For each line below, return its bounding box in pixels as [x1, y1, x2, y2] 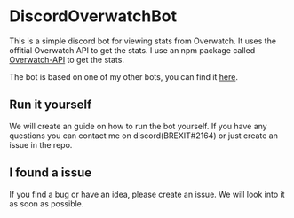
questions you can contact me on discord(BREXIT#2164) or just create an [9, 130, 278, 141]
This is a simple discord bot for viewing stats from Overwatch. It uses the [9, 35, 277, 46]
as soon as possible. [9, 198, 84, 209]
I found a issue [9, 166, 91, 181]
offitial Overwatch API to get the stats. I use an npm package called [9, 44, 256, 55]
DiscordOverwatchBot [9, 6, 178, 27]
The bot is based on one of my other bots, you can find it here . [9, 71, 238, 82]
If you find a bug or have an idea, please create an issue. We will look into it [9, 189, 285, 199]
